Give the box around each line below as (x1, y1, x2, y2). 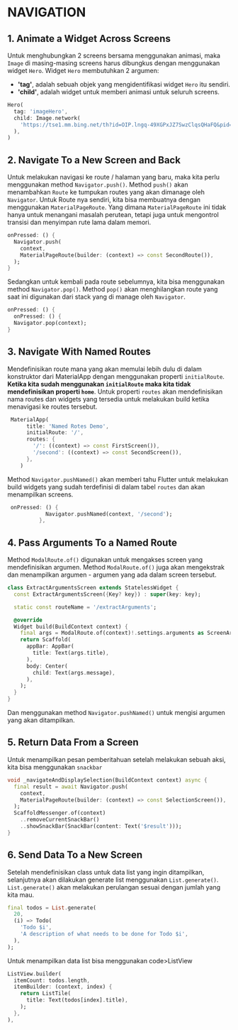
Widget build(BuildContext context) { (13, 623, 129, 630)
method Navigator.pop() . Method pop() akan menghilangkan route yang (7, 285, 218, 294)
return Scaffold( (20, 636, 72, 643)
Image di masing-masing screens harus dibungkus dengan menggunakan (7, 59, 220, 67)
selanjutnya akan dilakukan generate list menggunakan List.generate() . (7, 875, 219, 884)
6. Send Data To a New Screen (7, 849, 143, 861)
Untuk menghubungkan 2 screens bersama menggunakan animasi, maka (7, 51, 221, 60)
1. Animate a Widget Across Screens (7, 33, 171, 45)
